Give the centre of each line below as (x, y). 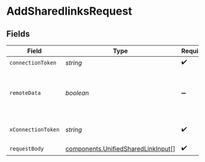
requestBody (27, 149)
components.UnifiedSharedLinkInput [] (120, 149)
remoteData (25, 93)
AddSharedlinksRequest (69, 11)
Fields (18, 34)
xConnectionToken (34, 130)
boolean (77, 93)
